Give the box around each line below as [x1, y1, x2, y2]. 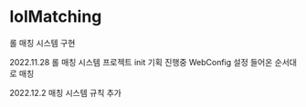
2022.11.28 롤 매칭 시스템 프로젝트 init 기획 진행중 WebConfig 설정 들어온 [9, 56, 273, 67]
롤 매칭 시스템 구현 [9, 37, 76, 48]
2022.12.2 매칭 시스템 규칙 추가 [9, 87, 121, 98]
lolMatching [9, 6, 102, 27]
